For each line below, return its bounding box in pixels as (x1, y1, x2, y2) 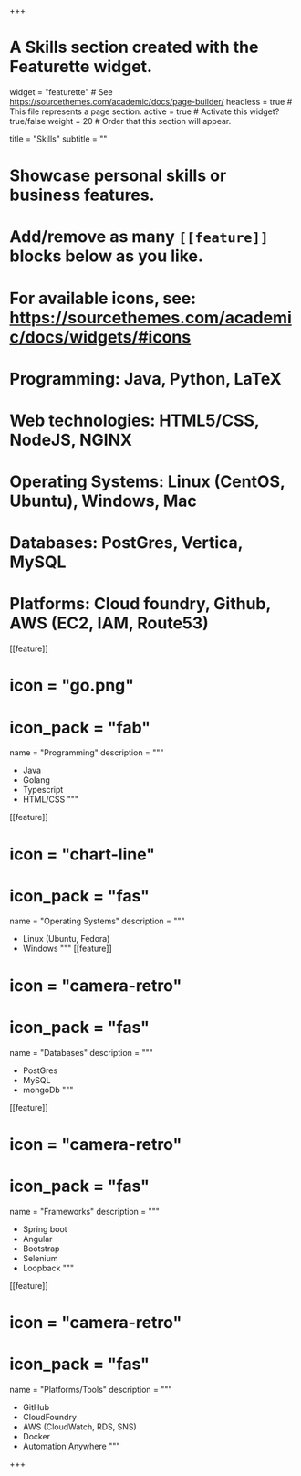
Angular (22, 1233, 53, 1244)
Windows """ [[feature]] (22, 943, 112, 954)
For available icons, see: (9, 288, 197, 309)
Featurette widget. (9, 57, 153, 78)
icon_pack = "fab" (9, 717, 150, 738)
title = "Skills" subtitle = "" (9, 133, 108, 144)
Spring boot (22, 1223, 67, 1234)
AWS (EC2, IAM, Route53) (9, 613, 210, 634)
